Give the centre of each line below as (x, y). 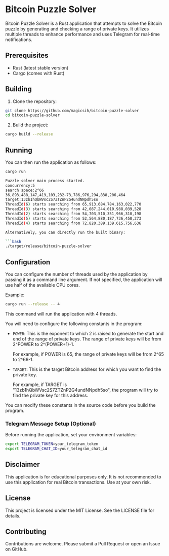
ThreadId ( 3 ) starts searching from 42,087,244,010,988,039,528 (73, 209)
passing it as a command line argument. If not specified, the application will (84, 280)
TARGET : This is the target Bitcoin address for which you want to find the (87, 369)
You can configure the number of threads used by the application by (76, 274)
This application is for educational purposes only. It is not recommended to (83, 477)
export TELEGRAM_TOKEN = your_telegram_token (52, 444)
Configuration (28, 262)
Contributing (26, 532)
